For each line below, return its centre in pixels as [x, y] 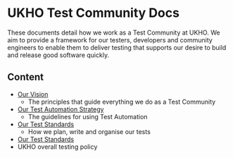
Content [26, 77]
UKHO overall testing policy [57, 147]
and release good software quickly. [58, 55]
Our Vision [33, 94]
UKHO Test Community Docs [93, 13]
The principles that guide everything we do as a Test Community [122, 102]
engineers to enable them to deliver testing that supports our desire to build [117, 47]
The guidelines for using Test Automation [88, 116]
